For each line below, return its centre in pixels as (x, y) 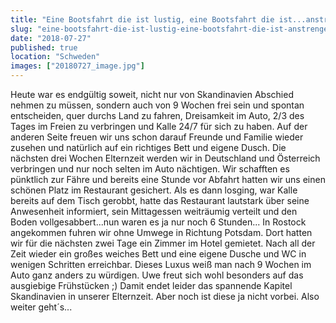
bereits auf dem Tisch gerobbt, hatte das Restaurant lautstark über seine (160, 200)
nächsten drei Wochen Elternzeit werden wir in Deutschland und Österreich (165, 158)
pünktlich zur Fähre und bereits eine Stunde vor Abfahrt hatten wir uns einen (168, 179)
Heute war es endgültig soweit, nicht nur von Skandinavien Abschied (152, 94)
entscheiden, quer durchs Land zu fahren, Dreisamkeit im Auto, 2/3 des (157, 115)
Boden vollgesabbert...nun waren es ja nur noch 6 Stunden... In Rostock (158, 222)
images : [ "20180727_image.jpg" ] (77, 66)
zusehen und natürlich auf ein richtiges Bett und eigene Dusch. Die (148, 147)
